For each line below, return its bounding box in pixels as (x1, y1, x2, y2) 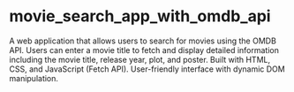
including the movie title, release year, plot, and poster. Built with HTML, (9, 54, 271, 65)
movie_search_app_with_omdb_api (9, 6, 271, 27)
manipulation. (9, 73, 59, 83)
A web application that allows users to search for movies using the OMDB (9, 35, 276, 46)
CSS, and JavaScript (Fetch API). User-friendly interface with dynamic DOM (9, 64, 285, 74)
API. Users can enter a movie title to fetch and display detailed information (9, 44, 280, 55)
